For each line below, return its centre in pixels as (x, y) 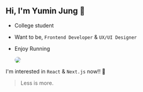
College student (34, 25)
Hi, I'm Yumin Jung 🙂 (45, 11)
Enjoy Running (32, 48)
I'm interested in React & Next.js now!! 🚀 (56, 71)
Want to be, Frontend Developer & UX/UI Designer (76, 37)
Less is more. (37, 83)
